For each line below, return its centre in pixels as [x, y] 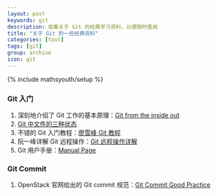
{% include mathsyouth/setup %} [55, 79]
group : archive [29, 53]
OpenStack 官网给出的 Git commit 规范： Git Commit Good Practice [114, 185]
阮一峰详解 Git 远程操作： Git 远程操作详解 [77, 141]
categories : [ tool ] [36, 40]
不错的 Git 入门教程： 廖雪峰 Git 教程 [69, 133]
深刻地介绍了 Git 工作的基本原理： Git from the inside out [98, 115]
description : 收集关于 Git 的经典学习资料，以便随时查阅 [82, 27]
